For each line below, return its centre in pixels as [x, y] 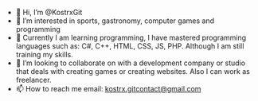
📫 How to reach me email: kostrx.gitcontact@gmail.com [108, 89]
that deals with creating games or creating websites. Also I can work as [133, 71]
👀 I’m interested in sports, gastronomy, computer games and [115, 21]
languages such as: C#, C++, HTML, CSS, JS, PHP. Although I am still [130, 46]
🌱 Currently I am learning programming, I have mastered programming [131, 37]
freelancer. [33, 80]
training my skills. [44, 54]
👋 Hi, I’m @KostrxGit [49, 12]
